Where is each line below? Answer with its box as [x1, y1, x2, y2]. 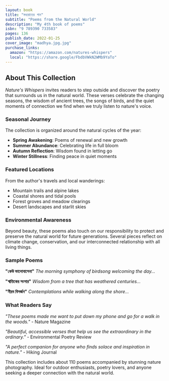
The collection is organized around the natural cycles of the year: [5, 128, 142, 134]
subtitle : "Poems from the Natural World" [5, 17, 96, 22]
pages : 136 [5, 31, 28, 36]
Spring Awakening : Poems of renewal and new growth [12, 137, 128, 143]
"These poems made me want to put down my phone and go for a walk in [5, 313, 160, 319]
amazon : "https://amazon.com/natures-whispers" [10, 50, 113, 55]
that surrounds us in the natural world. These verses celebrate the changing [5, 92, 164, 99]
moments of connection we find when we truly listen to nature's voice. [5, 103, 152, 109]
